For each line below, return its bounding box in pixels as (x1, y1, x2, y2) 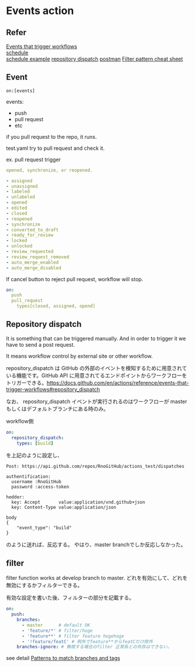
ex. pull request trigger (6, 156, 61, 163)
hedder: (6, 494, 25, 500)
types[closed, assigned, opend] (16, 303, 95, 309)
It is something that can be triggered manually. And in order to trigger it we (6, 335, 186, 342)
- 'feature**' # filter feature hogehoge (21, 633, 125, 639)
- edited (6, 205, 28, 211)
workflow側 (6, 418, 34, 425)
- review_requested (6, 249, 54, 255)
